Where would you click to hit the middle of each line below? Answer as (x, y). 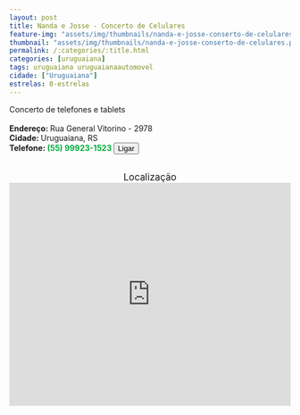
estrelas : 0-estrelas (50, 84)
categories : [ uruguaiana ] (57, 59)
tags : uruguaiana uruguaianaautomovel (81, 68)
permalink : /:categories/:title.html (79, 51)
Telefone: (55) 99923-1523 (61, 147)
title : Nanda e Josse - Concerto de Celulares (97, 26)
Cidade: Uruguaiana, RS (54, 137)
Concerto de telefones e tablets (67, 109)
